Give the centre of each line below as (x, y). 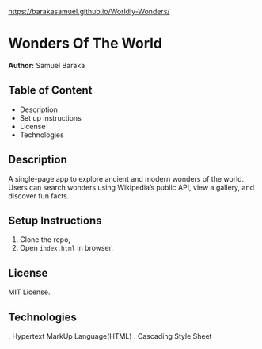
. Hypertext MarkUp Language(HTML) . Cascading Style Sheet (110, 336)
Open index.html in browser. (66, 248)
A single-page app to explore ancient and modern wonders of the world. (126, 178)
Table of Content (50, 90)
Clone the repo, (45, 240)
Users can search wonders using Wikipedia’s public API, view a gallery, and (131, 187)
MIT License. (29, 292)
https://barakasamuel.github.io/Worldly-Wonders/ (89, 12)
